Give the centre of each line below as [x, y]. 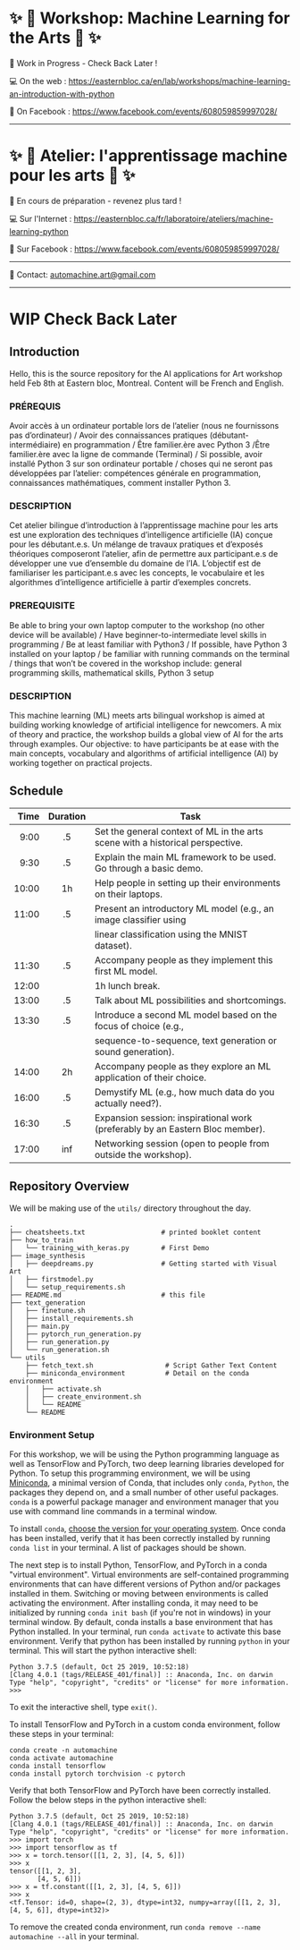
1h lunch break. [127, 985]
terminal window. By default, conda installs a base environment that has [142, 1622]
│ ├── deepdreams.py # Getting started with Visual [143, 1264]
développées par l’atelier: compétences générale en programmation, [135, 473]
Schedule [37, 791]
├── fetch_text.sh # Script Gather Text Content [151, 1365]
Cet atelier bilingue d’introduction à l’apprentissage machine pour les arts [144, 525]
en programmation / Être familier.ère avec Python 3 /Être [166, 445]
